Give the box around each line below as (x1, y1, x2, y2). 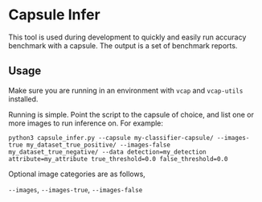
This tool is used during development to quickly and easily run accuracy (8, 32, 247, 42)
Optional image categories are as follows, (8, 169, 146, 179)
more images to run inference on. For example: (8, 118, 163, 128)
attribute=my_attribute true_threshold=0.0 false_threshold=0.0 (8, 155, 228, 163)
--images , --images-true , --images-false (8, 184, 143, 194)
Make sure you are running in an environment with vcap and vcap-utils (8, 85, 244, 95)
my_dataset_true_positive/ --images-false (26, 141, 171, 149)
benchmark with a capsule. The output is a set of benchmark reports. (8, 40, 238, 50)
